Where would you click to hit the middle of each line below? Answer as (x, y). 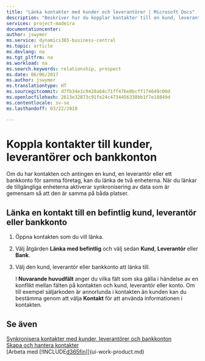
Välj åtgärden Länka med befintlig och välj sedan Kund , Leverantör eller (106, 249)
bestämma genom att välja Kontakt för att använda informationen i (99, 298)
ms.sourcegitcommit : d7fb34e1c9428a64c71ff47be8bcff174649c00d (88, 92)
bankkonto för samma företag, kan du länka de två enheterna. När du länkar (102, 180)
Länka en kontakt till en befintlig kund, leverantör (102, 212)
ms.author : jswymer (31, 80)
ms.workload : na (27, 63)
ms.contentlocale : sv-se (38, 103)
